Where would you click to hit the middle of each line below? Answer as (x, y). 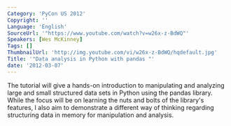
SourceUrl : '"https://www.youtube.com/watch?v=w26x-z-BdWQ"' (98, 33)
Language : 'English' (37, 26)
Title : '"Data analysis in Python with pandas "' (81, 59)
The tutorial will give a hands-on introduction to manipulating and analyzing (116, 85)
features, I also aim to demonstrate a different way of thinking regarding (111, 107)
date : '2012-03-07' (36, 65)
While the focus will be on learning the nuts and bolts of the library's (106, 100)
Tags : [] (20, 46)
